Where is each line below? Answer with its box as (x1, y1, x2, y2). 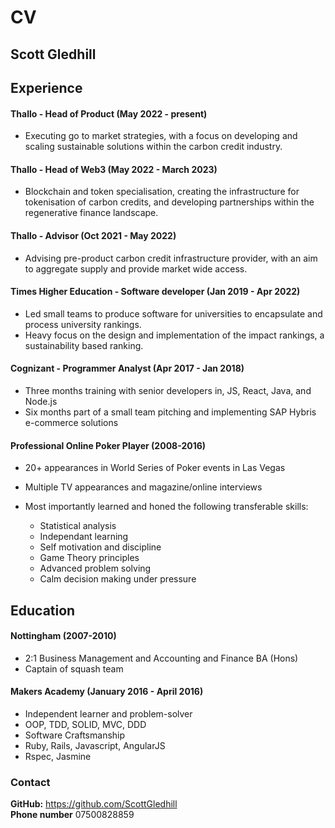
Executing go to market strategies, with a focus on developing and (24, 130, 298, 142)
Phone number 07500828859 (10, 809, 135, 821)
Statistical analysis (39, 520, 117, 532)
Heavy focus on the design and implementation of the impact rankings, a (24, 329, 325, 341)
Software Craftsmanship (24, 729, 126, 741)
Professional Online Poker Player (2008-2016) (10, 439, 207, 451)
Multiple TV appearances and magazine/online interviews (24, 481, 263, 493)
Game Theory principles (39, 552, 140, 564)
